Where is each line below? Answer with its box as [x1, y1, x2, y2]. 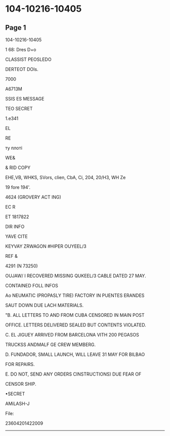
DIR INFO [5, 224, 25, 229]
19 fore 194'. [5, 184, 31, 190]
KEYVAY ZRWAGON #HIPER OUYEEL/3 [5, 243, 87, 249]
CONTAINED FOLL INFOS [5, 283, 58, 288]
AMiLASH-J [5, 400, 30, 407]
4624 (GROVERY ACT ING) [5, 194, 62, 200]
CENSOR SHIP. [5, 381, 36, 387]
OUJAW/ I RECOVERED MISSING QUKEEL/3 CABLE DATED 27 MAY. [5, 273, 146, 279]
